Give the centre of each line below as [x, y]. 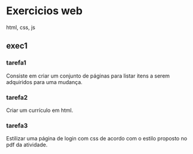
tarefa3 [17, 126]
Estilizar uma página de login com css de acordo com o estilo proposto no [97, 139]
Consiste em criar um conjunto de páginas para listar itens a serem [88, 76]
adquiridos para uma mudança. [45, 82]
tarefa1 [16, 63]
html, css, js [21, 27]
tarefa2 [17, 97]
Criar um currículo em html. [40, 110]
